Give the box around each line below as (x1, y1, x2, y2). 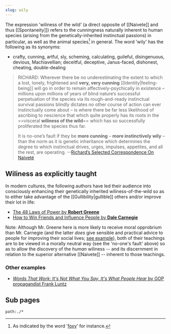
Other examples (5, 264, 46, 271)
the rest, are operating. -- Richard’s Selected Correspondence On (17, 149, 154, 155)
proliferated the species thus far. (17, 123, 87, 129)
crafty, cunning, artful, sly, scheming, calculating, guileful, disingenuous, (12, 54, 165, 60)
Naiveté (17, 155, 34, 161)
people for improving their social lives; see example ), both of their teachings (5, 235, 165, 241)
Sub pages (5, 296, 40, 304)
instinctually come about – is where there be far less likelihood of (17, 107, 154, 113)
